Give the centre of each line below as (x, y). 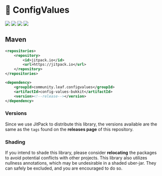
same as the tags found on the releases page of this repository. (69, 129)
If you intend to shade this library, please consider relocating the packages (81, 152)
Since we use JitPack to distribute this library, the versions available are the (81, 124)
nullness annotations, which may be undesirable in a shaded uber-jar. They (81, 163)
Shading (15, 142)
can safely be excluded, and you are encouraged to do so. (64, 168)
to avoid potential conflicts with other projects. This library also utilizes (76, 158)
